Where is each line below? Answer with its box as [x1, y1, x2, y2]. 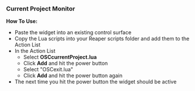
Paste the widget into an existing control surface [14, 29, 132, 36]
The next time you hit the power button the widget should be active [14, 78, 177, 85]
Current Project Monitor [6, 5, 76, 13]
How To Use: [6, 18, 38, 25]
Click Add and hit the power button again [23, 72, 123, 79]
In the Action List [14, 48, 56, 54]
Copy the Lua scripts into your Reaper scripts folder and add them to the [14, 35, 190, 42]
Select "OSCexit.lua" [23, 66, 73, 73]
